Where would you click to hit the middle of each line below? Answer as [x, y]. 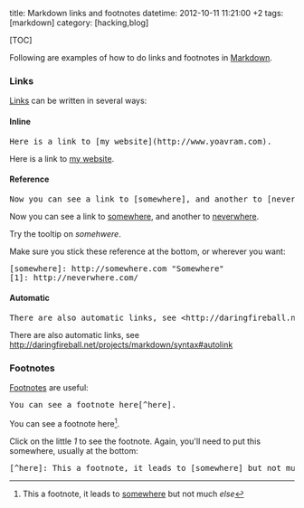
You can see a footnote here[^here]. [93, 405]
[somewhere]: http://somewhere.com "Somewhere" [117, 268]
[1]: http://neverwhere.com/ [74, 278]
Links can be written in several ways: [78, 101]
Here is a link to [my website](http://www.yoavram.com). [141, 141]
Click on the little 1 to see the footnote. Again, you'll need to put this [135, 441]
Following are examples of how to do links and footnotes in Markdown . [141, 57]
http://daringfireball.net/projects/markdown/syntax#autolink [121, 344]
